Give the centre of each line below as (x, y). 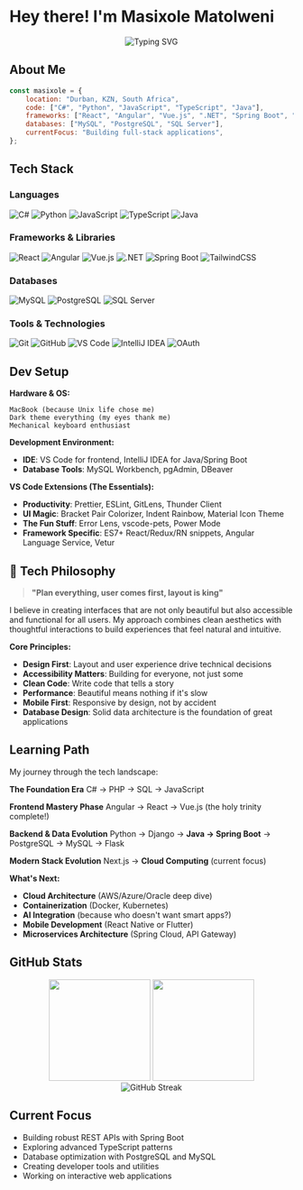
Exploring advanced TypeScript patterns (97, 1147)
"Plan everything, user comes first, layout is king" (127, 593)
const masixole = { (46, 91)
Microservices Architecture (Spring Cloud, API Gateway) (129, 934)
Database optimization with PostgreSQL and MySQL (119, 1157)
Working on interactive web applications (97, 1176)
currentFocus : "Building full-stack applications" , (124, 133)
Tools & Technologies (57, 324)
